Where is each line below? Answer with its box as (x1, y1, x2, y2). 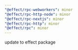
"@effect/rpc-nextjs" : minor (4, 16, 64, 21)
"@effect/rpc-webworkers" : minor (4, 7, 73, 12)
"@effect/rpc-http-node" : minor (4, 12, 71, 17)
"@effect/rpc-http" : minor (4, 21, 60, 26)
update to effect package (4, 39, 56, 45)
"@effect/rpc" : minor (4, 26, 49, 31)
